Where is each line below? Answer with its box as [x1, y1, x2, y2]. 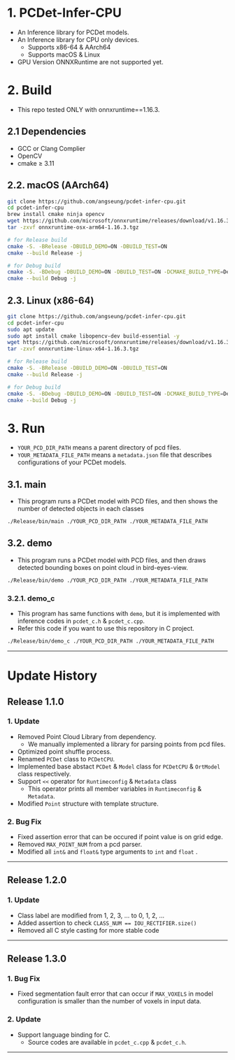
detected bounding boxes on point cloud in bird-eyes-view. [17, 563, 189, 571]
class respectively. [17, 769, 71, 778]
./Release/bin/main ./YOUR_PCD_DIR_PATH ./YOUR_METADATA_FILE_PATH [7, 518, 208, 525]
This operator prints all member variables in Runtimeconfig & [27, 785, 201, 793]
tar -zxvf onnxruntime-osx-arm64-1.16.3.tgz [7, 224, 139, 231]
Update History [7, 668, 98, 684]
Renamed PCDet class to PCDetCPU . [17, 754, 115, 763]
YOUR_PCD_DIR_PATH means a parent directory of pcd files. [17, 443, 182, 452]
